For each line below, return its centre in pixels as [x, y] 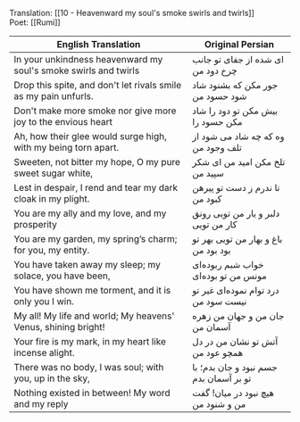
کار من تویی [214, 224]
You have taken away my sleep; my [87, 265]
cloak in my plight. [52, 199]
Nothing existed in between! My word [92, 393]
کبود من [207, 199]
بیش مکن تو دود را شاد [235, 111]
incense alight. [44, 353]
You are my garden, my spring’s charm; [96, 239]
